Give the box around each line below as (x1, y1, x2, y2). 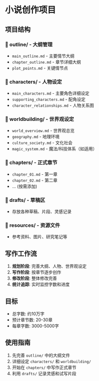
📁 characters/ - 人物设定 (5, 78, 62, 85)
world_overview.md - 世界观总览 (12, 128, 75, 133)
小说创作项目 (5, 4, 57, 16)
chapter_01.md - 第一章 (12, 171, 58, 177)
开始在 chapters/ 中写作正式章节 (12, 364, 77, 370)
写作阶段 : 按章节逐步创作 (12, 269, 61, 275)
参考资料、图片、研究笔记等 (12, 234, 68, 240)
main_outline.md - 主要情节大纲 (12, 53, 75, 59)
